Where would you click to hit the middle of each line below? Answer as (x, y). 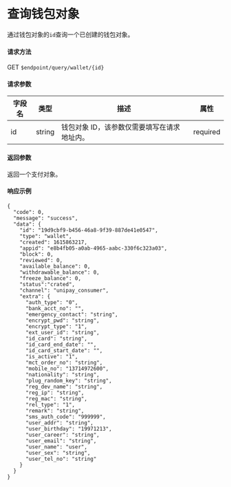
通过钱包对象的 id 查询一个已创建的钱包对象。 (70, 34)
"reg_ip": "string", (55, 393)
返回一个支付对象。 (34, 174)
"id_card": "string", (56, 338)
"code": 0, (29, 212)
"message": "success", (46, 218)
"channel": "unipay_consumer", (64, 290)
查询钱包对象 (44, 14)
